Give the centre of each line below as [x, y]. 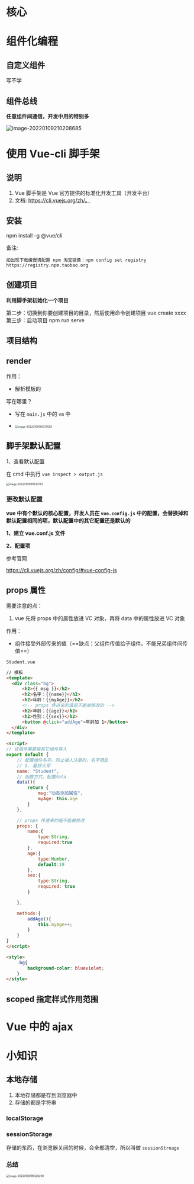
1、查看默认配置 [25, 461]
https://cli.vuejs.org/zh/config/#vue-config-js [62, 570]
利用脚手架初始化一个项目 [37, 300]
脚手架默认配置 [33, 446]
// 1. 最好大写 [34, 766]
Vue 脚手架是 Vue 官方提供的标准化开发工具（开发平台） [83, 193]
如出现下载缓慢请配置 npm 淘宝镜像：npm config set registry [76, 260]
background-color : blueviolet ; [66, 968]
